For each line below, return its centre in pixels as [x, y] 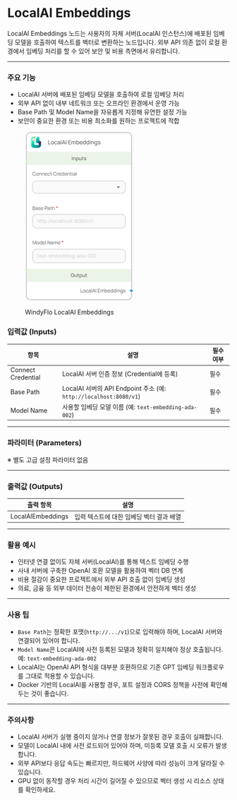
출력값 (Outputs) [35, 486]
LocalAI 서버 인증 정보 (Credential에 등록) [120, 374]
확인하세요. [41, 790]
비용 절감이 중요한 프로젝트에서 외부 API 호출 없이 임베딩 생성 [101, 579]
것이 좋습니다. [50, 693]
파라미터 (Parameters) [45, 443]
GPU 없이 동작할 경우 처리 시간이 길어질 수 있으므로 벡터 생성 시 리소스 [114, 781]
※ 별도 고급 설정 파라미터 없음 [48, 459]
